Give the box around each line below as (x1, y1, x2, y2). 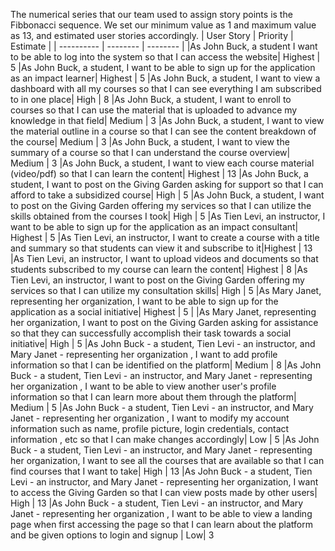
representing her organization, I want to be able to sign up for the (10, 295, 279, 307)
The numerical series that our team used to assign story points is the (10, 9, 293, 20)
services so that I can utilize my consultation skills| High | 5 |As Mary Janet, (10, 285, 322, 296)
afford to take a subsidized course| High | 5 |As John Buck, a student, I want (10, 189, 325, 201)
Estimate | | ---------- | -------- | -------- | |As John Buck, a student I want (10, 40, 318, 52)
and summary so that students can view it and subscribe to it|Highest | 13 (10, 242, 313, 254)
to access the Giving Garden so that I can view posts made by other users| (10, 487, 318, 498)
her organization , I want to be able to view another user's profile (10, 380, 277, 392)
